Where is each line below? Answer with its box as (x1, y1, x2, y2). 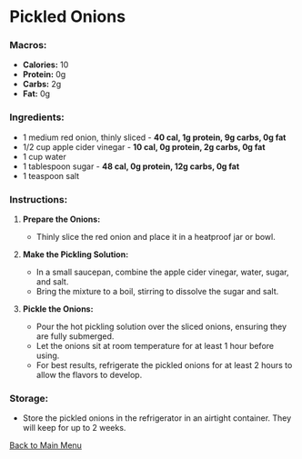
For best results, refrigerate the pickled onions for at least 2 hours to (35, 360, 293, 371)
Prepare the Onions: (22, 214, 101, 225)
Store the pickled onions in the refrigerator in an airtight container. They (22, 413, 292, 424)
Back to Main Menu (9, 440, 82, 451)
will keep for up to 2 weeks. (22, 423, 126, 434)
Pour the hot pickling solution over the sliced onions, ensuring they (35, 321, 287, 333)
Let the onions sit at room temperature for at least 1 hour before (35, 341, 275, 352)
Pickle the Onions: (22, 304, 94, 314)
